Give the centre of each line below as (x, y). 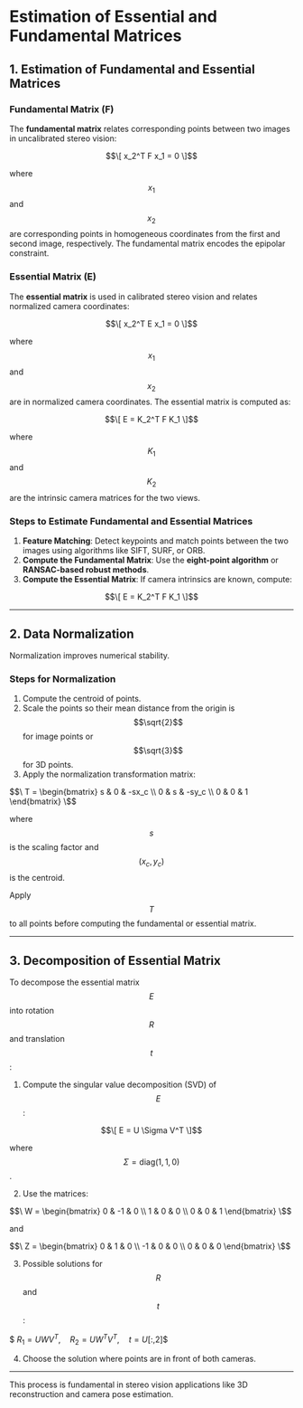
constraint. (29, 253)
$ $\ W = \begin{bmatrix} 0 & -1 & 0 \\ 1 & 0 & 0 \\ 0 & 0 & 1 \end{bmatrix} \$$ (151, 1211)
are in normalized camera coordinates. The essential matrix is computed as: (150, 402)
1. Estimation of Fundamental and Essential (132, 69)
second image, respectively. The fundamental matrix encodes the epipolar (147, 244)
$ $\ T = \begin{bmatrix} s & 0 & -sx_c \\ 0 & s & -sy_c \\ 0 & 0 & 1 (129, 792)
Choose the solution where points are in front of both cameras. (139, 1359)
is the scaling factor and (54, 847)
